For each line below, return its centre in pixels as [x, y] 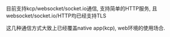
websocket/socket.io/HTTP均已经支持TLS [56, 16]
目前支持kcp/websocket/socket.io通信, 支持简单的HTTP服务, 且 [82, 8]
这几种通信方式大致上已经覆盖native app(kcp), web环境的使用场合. [86, 28]
